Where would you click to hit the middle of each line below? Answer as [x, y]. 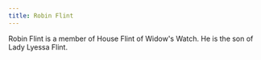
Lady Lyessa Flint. [38, 47]
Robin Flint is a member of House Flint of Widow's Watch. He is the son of [131, 38]
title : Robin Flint [41, 16]
